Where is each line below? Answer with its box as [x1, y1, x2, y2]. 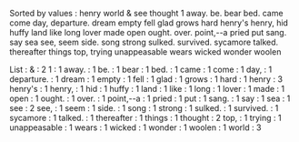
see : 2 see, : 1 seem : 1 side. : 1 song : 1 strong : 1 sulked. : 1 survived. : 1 [9, 103, 279, 113]
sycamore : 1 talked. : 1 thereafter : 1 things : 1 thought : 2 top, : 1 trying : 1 [9, 113, 282, 123]
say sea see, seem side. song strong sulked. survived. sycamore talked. [9, 36, 279, 47]
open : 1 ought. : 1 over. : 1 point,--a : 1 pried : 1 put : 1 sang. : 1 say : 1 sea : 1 [9, 93, 291, 104]
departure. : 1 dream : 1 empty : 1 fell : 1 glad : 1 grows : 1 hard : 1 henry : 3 [9, 74, 284, 85]
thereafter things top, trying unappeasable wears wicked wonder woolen [9, 46, 282, 57]
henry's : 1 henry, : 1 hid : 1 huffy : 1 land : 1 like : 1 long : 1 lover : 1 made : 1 [9, 84, 284, 94]
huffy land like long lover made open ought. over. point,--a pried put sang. [9, 27, 287, 37]
